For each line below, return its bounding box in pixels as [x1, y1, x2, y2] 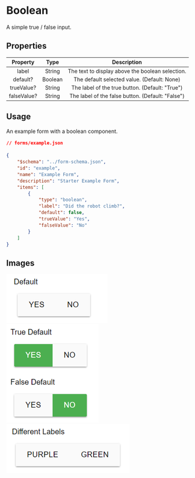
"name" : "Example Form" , [17, 171, 79, 177]
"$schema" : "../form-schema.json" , [17, 159, 107, 165]
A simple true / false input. [6, 23, 72, 31]
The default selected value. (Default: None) [73, 76, 181, 83]
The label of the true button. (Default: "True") [71, 84, 183, 91]
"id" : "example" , [17, 165, 61, 171]
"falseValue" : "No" [38, 222, 87, 228]
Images [6, 258, 35, 268]
